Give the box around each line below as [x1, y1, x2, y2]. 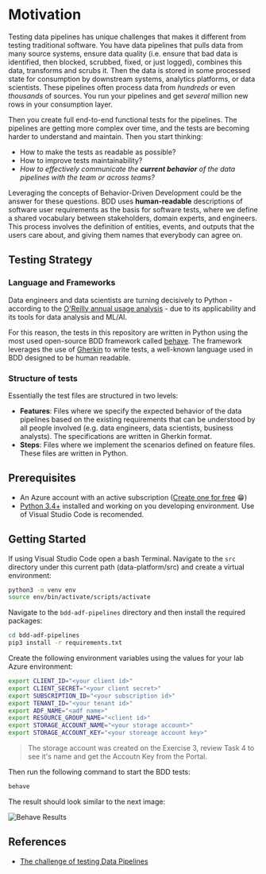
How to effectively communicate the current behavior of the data [19, 164, 236, 173]
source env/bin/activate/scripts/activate [8, 593, 151, 601]
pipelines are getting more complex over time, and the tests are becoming [8, 123, 250, 133]
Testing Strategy [8, 253, 93, 267]
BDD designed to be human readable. [8, 352, 131, 363]
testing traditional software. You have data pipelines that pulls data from [8, 40, 244, 49]
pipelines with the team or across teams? [19, 173, 155, 182]
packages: [8, 616, 43, 626]
